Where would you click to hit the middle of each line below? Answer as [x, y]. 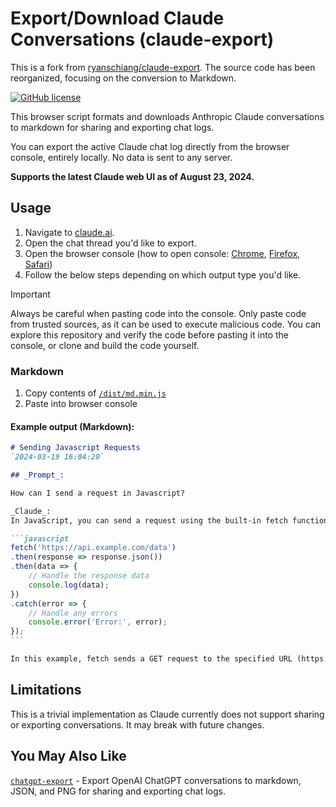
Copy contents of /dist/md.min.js [95, 393]
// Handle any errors [73, 613]
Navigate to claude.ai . [69, 232]
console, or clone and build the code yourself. [105, 345]
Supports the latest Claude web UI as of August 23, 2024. [132, 176]
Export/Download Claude [117, 18]
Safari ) [38, 264]
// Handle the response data [89, 576]
